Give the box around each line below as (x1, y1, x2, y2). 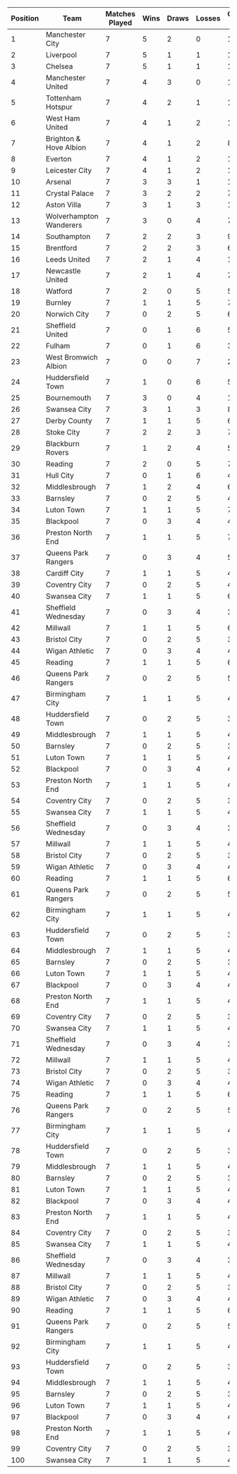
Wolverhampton (45, 212, 99, 221)
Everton (45, 154, 72, 164)
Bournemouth (45, 393, 92, 403)
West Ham (45, 114, 80, 123)
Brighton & (45, 134, 81, 143)
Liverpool (45, 50, 78, 59)
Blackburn (45, 439, 80, 449)
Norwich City (45, 310, 90, 319)
